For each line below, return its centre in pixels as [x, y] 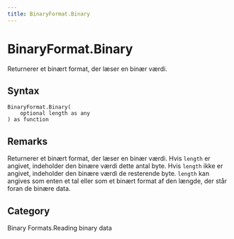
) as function [28, 120]
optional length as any [55, 113]
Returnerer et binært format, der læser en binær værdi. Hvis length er [109, 159]
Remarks [28, 141]
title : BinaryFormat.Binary [49, 14]
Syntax [23, 90]
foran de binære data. [39, 189]
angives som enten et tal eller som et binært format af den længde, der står [117, 181]
